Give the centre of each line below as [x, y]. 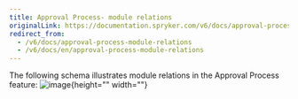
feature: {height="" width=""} [78, 85]
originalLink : [35, 26]
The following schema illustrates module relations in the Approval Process [144, 75]
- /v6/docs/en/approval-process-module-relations [110, 50]
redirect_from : [37, 34]
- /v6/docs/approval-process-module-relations [105, 42]
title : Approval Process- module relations [91, 17]
